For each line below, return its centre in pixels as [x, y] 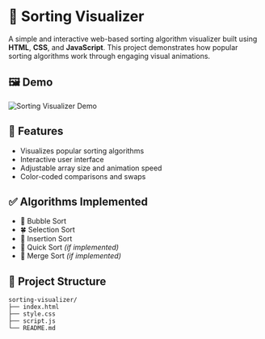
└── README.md [32, 329]
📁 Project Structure [57, 281]
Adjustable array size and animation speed [91, 168]
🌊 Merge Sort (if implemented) [70, 256]
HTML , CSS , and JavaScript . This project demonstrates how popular [123, 47]
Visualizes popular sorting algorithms [82, 151]
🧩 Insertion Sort [46, 239]
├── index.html [34, 307]
